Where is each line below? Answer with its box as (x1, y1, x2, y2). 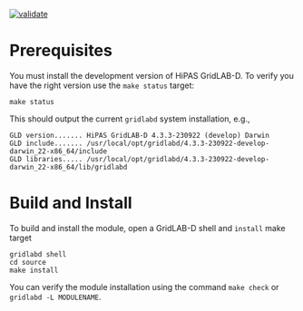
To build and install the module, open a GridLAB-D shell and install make (9, 222, 286, 233)
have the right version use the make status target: (9, 80, 195, 91)
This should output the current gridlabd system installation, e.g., (9, 113, 250, 124)
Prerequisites (9, 41, 113, 61)
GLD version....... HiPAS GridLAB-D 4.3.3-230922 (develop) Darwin (9, 131, 270, 140)
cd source (9, 258, 47, 267)
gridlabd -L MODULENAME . (9, 291, 102, 302)
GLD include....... (9, 139, 83, 148)
